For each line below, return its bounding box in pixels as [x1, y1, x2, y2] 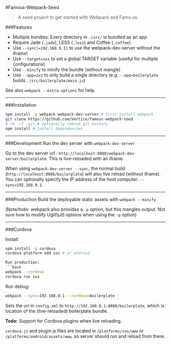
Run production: [5, 260, 40, 265]
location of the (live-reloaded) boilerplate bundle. [5, 308, 108, 314]
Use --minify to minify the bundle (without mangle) [12, 66, 121, 72]
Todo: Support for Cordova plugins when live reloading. [5, 317, 122, 324]
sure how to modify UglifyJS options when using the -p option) [5, 211, 137, 217]
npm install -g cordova [5, 246, 56, 251]
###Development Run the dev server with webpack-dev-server [5, 140, 135, 146]
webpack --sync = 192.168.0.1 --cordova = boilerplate [5, 293, 115, 298]
